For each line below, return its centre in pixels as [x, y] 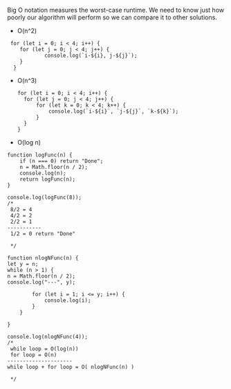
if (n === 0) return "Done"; [62, 161]
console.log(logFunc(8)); [44, 197]
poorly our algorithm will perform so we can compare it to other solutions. [112, 17]
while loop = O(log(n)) [44, 349]
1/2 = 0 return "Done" [43, 234]
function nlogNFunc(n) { [43, 258]
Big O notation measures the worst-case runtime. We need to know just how [116, 10]
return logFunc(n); [48, 179]
